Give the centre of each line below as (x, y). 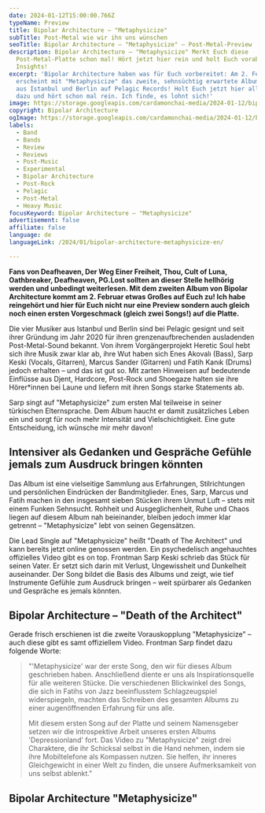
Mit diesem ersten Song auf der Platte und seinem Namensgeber (133, 723)
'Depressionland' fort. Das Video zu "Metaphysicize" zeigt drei (129, 740)
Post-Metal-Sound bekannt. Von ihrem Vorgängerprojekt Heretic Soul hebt (130, 345)
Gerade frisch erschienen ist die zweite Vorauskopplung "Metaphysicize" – (130, 634)
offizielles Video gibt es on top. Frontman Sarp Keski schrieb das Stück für (129, 557)
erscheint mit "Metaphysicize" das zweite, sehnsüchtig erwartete (127, 81)
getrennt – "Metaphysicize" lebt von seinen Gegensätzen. (102, 525)
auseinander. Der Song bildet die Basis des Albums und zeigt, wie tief (121, 574)
